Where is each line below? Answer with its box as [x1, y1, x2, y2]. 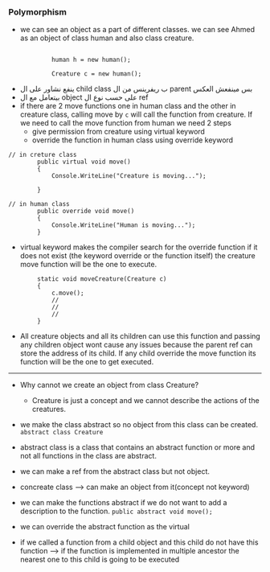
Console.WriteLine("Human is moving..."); [51, 221, 196, 229]
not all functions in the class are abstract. [19, 451, 157, 461]
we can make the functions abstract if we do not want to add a [19, 498, 227, 508]
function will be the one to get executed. [19, 357, 154, 367]
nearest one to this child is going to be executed [19, 554, 180, 565]
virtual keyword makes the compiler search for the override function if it [19, 242, 258, 252]
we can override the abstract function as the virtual [19, 522, 190, 532]
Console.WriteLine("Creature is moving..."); [51, 172, 207, 180]
